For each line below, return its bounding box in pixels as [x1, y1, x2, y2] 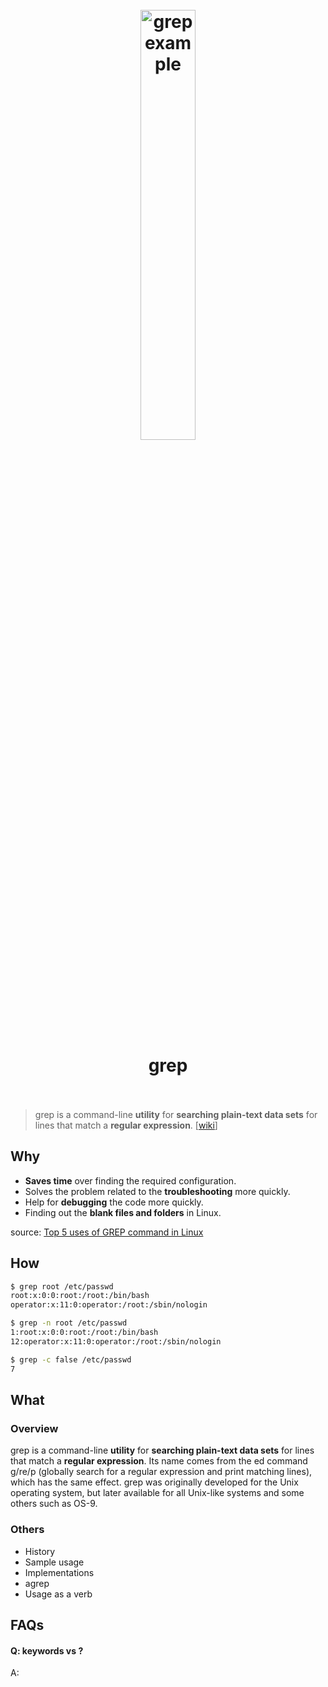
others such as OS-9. [10, 1498, 98, 1510]
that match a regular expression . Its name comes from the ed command [10, 1455, 308, 1467]
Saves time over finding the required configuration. [24, 1174, 237, 1187]
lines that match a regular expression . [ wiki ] [34, 1119, 218, 1131]
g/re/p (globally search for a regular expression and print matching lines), [10, 1466, 313, 1478]
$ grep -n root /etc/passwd [10, 1318, 128, 1328]
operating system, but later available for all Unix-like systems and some [10, 1487, 305, 1499]
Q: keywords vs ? [10, 1644, 84, 1657]
